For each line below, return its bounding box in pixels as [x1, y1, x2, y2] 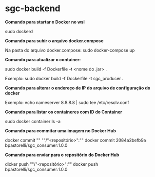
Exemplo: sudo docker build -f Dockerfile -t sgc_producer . [5, 75, 124, 81]
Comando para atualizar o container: [5, 56, 81, 62]
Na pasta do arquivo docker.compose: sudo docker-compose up [5, 47, 135, 53]
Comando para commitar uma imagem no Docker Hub [5, 127, 116, 134]
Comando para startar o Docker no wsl [5, 19, 85, 25]
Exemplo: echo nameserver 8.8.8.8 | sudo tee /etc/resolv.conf [5, 99, 129, 105]
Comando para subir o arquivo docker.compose [5, 37, 104, 44]
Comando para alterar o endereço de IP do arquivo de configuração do [5, 85, 151, 90]
